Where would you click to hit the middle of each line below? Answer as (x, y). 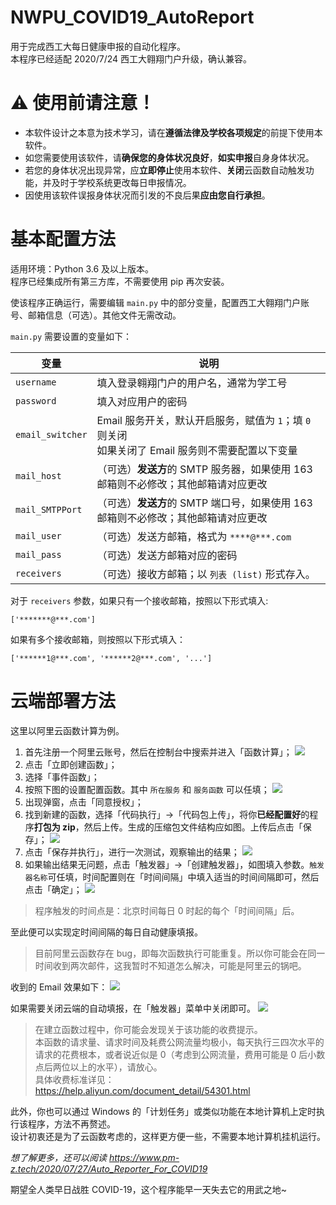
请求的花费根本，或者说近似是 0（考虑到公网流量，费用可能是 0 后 (171, 1054)
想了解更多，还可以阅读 (58, 1157)
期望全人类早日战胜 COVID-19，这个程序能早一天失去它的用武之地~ (148, 1189)
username (36, 382)
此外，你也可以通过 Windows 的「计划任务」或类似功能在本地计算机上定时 (163, 1111)
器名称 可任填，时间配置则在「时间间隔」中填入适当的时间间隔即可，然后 (172, 877)
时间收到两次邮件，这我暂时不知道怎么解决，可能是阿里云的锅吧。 (170, 965)
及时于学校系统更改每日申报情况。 (121, 182)
